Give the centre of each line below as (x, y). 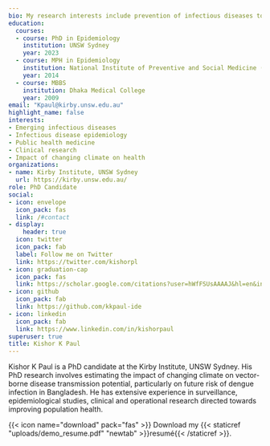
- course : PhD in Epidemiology (68, 38)
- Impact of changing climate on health (77, 157)
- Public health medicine (51, 142)
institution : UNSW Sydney (66, 46)
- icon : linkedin (37, 314)
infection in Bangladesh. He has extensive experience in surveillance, (123, 392)
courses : (30, 30)
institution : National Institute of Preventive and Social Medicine (140, 68)
